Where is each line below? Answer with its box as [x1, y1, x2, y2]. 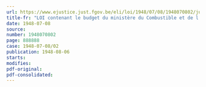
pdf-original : [6, 66, 43, 72]
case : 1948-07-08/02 [6, 43, 59, 50]
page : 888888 [6, 37, 40, 43]
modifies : [6, 60, 32, 66]
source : [6, 26, 26, 32]
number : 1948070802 [6, 32, 56, 38]
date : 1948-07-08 [6, 20, 51, 26]
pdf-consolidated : [6, 72, 53, 78]
